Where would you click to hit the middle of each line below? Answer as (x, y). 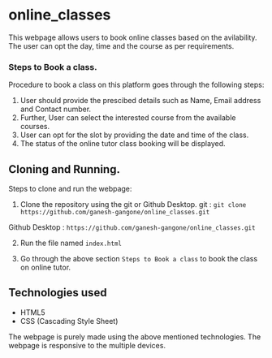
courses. (35, 127)
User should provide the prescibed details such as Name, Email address (140, 101)
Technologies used (58, 293)
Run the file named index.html (71, 243)
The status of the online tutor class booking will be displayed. (123, 144)
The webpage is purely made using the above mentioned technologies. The (135, 336)
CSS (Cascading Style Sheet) (69, 321)
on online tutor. (45, 267)
